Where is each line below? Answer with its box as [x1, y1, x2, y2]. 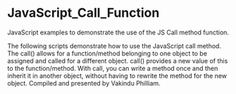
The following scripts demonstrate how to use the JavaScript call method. [7, 41, 222, 50]
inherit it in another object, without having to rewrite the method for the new [7, 72, 228, 80]
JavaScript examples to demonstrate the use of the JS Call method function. [7, 28, 229, 36]
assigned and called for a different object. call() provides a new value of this [7, 56, 228, 65]
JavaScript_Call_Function [7, 5, 160, 21]
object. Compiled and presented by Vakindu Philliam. [7, 79, 161, 87]
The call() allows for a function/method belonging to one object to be [7, 49, 208, 58]
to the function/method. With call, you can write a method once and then [7, 64, 218, 72]
